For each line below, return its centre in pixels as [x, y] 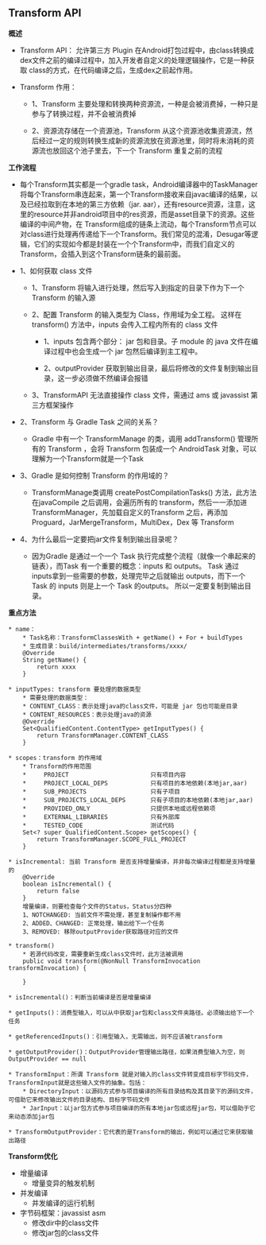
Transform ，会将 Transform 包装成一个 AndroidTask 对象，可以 [152, 448]
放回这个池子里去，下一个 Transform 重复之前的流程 [138, 150]
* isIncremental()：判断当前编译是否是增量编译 [80, 997]
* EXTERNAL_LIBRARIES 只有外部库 [101, 817]
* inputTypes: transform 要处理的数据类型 [75, 689]
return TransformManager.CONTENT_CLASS [103, 735]
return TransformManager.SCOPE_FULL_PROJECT [112, 839]
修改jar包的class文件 [65, 1232]
